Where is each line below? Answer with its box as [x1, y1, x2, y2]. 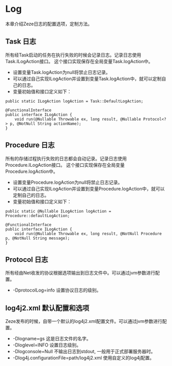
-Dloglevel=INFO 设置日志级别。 [12, 342, 81, 348]
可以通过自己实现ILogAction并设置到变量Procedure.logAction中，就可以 [12, 185, 165, 191]
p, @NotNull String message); [5, 236, 70, 241]
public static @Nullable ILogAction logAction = [5, 208, 111, 214]
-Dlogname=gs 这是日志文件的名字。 [12, 336, 91, 342]
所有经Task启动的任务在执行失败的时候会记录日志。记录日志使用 [5, 52, 141, 58]
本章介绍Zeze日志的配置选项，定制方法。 [5, 21, 92, 27]
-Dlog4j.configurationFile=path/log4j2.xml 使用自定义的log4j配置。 [12, 355, 155, 361]
